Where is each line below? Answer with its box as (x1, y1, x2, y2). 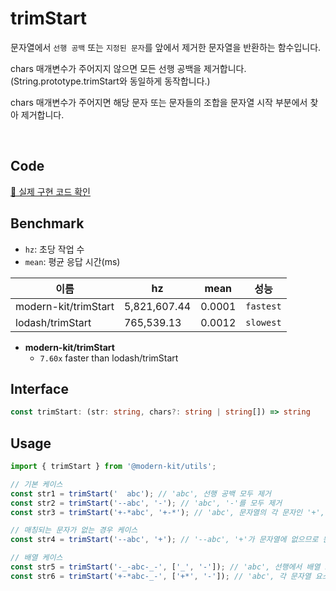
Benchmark (10, 215, 85, 232)
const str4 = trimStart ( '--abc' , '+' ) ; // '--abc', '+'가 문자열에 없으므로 (10, 535, 319, 545)
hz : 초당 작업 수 (24, 243, 85, 255)
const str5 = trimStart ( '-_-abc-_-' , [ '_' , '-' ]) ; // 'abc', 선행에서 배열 (10, 562, 321, 572)
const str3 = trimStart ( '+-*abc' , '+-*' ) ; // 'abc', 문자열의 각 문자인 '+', (10, 507, 325, 517)
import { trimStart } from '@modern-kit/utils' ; (10, 462, 217, 472)
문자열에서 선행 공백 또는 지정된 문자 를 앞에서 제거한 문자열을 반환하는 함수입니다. (10, 41, 322, 53)
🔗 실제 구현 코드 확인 (10, 185, 91, 197)
